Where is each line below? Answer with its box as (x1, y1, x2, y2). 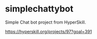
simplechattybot (5, 3, 74, 14)
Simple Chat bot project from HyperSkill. (5, 19, 86, 25)
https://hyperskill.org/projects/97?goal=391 (5, 28, 92, 34)
